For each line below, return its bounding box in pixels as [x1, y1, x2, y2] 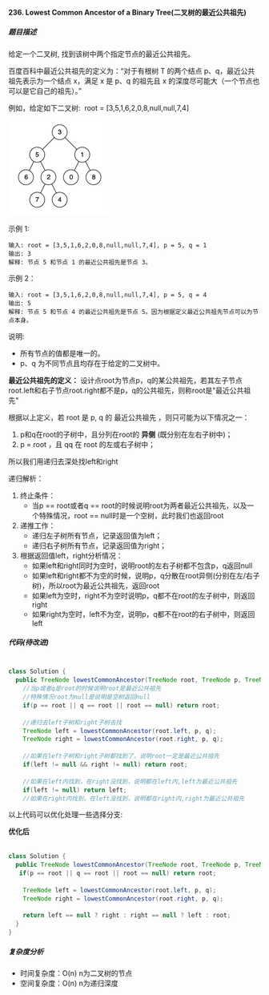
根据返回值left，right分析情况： [19, 550, 123, 560]
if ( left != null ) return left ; [22, 786, 127, 794]
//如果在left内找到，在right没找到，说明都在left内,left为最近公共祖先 [22, 777, 238, 785]
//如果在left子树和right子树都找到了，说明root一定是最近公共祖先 [22, 752, 220, 760]
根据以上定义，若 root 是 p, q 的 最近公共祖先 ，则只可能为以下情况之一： [8, 413, 250, 422]
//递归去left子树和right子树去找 [22, 718, 122, 727]
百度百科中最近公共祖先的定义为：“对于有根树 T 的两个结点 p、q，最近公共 [8, 66, 255, 75]
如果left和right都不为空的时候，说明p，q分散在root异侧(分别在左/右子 [31, 570, 260, 580]
